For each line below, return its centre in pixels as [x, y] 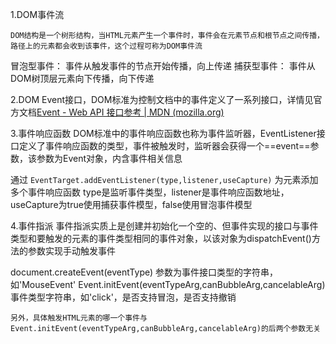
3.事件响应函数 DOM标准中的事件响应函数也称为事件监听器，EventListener [163, 133]
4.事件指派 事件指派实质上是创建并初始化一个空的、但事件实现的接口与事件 [164, 226]
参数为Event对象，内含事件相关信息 [109, 158]
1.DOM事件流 [37, 14]
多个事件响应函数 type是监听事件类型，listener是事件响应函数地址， [150, 192]
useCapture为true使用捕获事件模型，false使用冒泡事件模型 [131, 204]
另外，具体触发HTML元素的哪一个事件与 [79, 318]
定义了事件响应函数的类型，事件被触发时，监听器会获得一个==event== [164, 146]
